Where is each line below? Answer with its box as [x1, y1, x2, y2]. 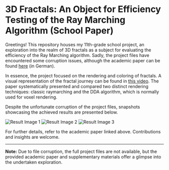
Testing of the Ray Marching [5, 14, 126, 26]
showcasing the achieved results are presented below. [5, 109, 118, 115]
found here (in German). [5, 63, 55, 69]
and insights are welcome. [5, 134, 60, 140]
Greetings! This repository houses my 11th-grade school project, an [5, 41, 145, 47]
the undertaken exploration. [5, 159, 63, 165]
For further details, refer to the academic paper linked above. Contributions [5, 128, 161, 134]
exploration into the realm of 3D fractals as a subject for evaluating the [5, 47, 152, 53]
